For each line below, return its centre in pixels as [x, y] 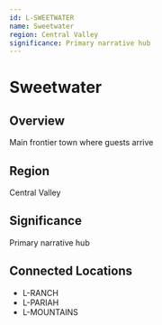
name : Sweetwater [42, 26]
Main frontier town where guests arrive [81, 143]
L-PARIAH [40, 302]
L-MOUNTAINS [50, 311]
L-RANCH [40, 292]
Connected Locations [71, 271]
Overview [37, 121]
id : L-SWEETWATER [42, 18]
